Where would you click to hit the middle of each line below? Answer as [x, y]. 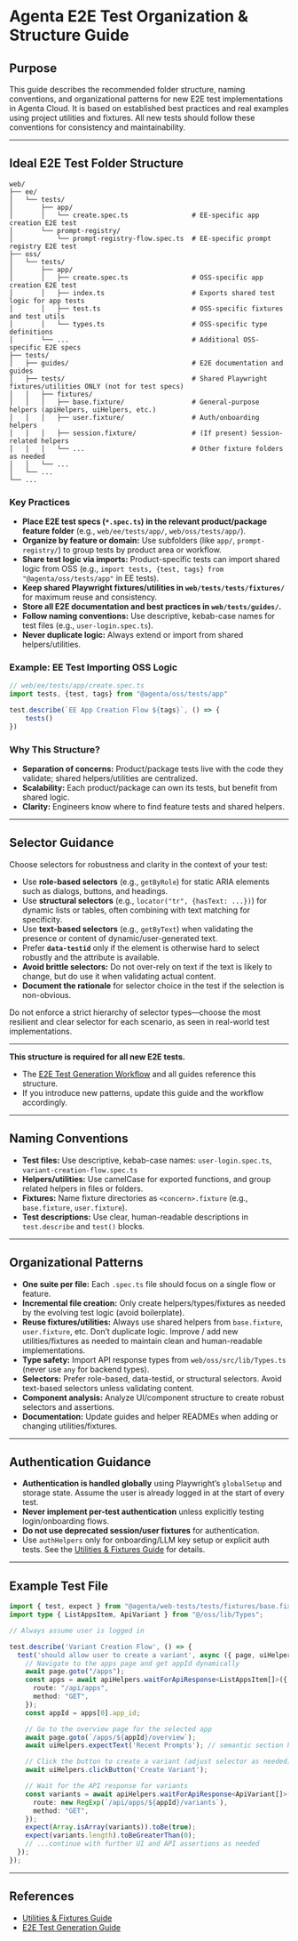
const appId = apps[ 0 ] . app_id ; [83, 1713]
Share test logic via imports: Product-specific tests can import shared [151, 560]
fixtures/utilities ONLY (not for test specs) [97, 386]
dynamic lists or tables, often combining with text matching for [136, 910]
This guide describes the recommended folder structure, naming [127, 89]
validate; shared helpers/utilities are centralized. [110, 778]
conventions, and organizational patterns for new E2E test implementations [146, 99]
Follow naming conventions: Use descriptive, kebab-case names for [148, 616]
